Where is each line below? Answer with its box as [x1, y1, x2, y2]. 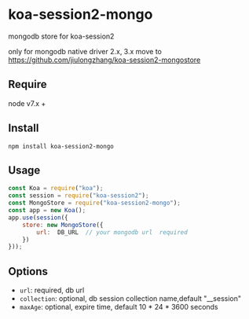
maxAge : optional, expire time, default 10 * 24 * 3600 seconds [19, 302, 218, 312]
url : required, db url [19, 285, 85, 295]
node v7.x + [8, 98, 46, 108]
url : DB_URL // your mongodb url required [36, 228, 189, 236]
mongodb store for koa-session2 [8, 31, 115, 41]
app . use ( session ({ [8, 214, 68, 222]
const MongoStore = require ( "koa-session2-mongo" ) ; [8, 199, 181, 207]
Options [8, 265, 49, 278]
